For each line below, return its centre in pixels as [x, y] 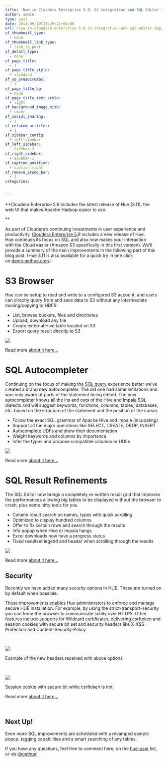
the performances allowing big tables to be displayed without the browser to [83, 500]
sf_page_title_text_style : [33, 98]
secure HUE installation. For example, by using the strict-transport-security [82, 608]
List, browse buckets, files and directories [55, 315]
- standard [21, 75]
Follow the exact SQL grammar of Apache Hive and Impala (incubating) [85, 420]
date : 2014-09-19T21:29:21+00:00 [40, 24]
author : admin [20, 14]
